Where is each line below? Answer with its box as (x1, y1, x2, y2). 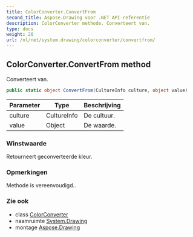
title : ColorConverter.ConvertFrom (6, 8, 96, 15)
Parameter (9, 101, 41, 109)
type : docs (6, 25, 34, 32)
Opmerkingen (6, 168, 48, 176)
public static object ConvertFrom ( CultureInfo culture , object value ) (6, 87, 188, 93)
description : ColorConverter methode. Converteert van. (6, 20, 150, 26)
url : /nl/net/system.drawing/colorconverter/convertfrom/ (6, 37, 155, 43)
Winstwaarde (6, 139, 47, 147)
